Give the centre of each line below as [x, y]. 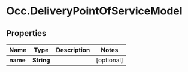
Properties [26, 33]
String [41, 60]
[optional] [110, 60]
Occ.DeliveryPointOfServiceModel [94, 11]
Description [73, 50]
